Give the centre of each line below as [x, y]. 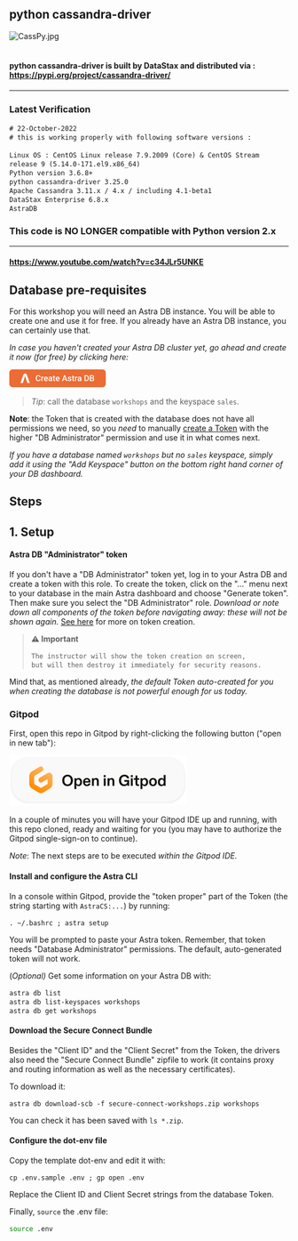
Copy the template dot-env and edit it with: [87, 1160]
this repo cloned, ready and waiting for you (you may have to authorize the [145, 829]
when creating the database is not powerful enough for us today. [129, 691]
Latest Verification [50, 109]
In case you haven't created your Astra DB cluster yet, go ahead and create [148, 348]
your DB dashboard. [46, 474]
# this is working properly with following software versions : [130, 138]
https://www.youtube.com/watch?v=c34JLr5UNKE [106, 262]
